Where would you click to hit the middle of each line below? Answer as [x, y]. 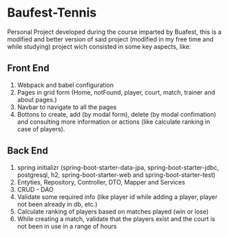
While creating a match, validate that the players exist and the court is [116, 218]
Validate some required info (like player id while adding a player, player [117, 197]
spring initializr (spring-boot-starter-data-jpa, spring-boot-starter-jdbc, [118, 167]
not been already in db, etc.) [57, 204]
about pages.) [37, 99]
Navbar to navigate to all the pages [67, 107]
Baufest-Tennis [52, 13]
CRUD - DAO [35, 189]
